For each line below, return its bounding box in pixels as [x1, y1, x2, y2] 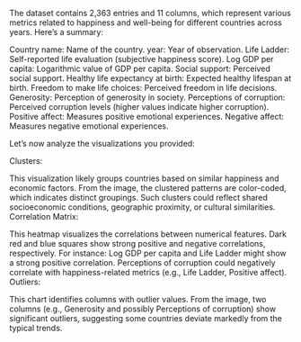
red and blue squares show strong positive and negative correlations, [9, 238, 266, 248]
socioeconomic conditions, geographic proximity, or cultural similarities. [9, 202, 276, 212]
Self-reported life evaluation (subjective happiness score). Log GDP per [9, 54, 274, 64]
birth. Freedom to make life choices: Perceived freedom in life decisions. [9, 83, 278, 93]
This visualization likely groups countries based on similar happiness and [9, 173, 280, 184]
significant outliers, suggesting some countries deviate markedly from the [9, 313, 283, 323]
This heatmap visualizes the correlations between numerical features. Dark [9, 229, 288, 239]
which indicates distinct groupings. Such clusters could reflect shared [9, 193, 268, 202]
